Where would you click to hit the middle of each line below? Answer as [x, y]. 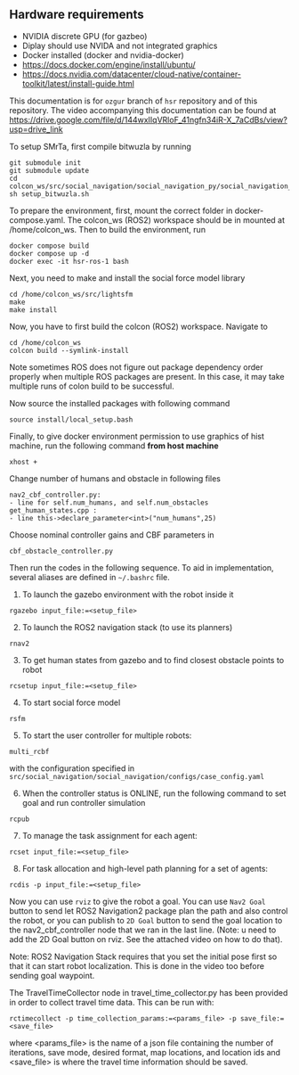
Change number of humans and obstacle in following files [115, 478]
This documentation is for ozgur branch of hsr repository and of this [133, 101]
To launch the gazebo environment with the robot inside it [128, 594]
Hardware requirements [77, 15]
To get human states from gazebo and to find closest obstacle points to [153, 660]
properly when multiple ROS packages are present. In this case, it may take [147, 376]
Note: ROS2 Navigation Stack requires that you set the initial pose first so [143, 956]
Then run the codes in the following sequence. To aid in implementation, [141, 567]
